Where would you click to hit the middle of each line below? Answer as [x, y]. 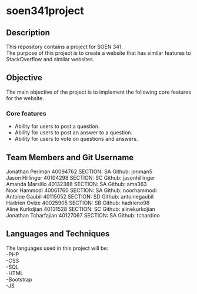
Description [28, 33]
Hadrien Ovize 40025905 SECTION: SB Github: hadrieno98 [78, 203]
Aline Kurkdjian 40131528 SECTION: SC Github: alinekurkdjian [81, 209]
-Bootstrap [19, 279]
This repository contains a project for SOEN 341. [65, 47]
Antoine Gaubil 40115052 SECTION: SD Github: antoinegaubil [80, 196]
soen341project [45, 11]
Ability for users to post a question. [57, 126]
